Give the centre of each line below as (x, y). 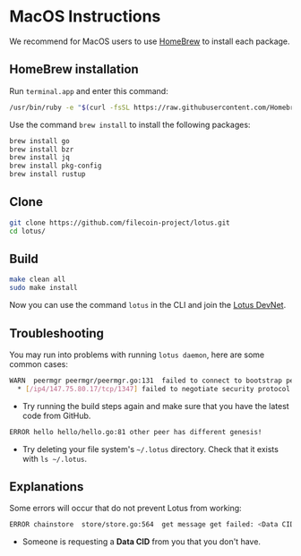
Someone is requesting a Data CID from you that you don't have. (142, 542)
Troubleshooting (57, 333)
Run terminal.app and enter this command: (89, 90)
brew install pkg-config (56, 166)
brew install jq (39, 158)
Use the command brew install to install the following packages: (130, 124)
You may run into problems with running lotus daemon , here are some (137, 355)
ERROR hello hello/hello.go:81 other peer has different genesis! (136, 432)
